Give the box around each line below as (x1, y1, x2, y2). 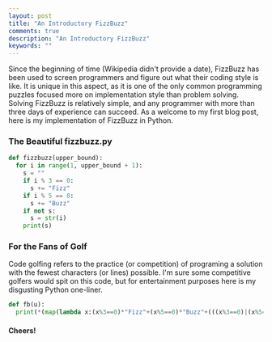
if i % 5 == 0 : (23, 192, 74, 200)
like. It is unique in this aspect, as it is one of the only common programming (8, 82, 263, 91)
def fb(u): (8, 301, 45, 309)
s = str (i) (29, 214, 67, 222)
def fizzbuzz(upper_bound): (8, 154, 104, 163)
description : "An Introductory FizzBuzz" (8, 34, 151, 43)
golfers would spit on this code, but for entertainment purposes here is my (8, 277, 257, 286)
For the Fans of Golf (8, 241, 87, 252)
